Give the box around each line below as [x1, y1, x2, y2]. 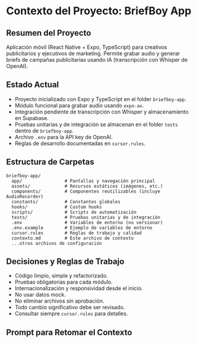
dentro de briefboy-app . [14, 127, 74, 134]
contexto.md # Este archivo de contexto [11, 235, 134, 241]
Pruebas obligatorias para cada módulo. [14, 278, 113, 286]
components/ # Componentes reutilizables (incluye [11, 188, 161, 194]
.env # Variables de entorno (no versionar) [11, 219, 163, 225]
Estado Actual [6, 80, 59, 90]
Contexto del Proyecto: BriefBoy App [6, 4, 192, 18]
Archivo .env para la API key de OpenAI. [14, 133, 113, 140]
